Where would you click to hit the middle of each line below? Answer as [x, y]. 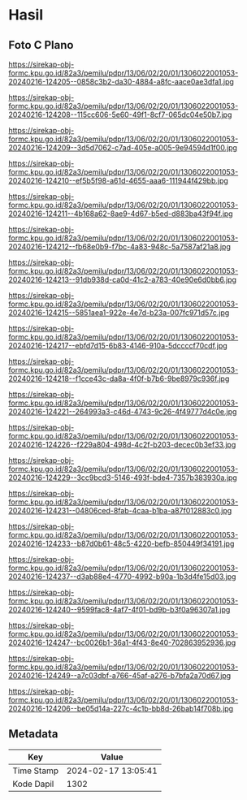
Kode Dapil [33, 784]
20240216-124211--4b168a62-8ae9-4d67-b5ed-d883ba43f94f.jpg [121, 214]
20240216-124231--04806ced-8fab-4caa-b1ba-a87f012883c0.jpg [120, 510]
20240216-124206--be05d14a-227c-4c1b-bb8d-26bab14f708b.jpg [121, 709]
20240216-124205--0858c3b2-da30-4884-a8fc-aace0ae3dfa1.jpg [121, 82]
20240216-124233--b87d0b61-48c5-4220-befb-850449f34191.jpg [121, 543]
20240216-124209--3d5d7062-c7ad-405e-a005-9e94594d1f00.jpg [123, 147]
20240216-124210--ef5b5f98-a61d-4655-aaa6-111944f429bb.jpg [119, 181]
